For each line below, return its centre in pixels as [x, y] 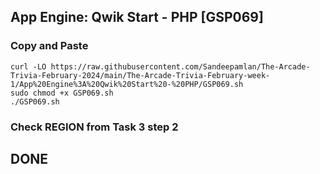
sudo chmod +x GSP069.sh [62, 93]
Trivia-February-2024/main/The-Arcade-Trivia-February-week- [140, 75]
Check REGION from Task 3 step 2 [94, 127]
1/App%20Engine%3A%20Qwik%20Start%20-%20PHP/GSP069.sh [127, 84]
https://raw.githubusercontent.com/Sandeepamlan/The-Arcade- [180, 66]
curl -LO [28, 66]
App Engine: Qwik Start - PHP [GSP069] [137, 17]
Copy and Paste [49, 46]
